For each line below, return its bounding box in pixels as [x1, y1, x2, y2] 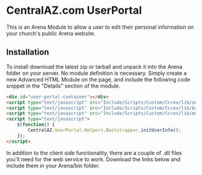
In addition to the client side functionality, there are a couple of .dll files [6, 149, 182, 156]
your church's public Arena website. [6, 29, 96, 37]
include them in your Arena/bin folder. [6, 162, 100, 169]
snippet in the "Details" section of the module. [6, 82, 121, 89]
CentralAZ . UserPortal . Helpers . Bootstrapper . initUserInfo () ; [28, 127, 182, 133]
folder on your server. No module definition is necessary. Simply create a [6, 70, 187, 77]
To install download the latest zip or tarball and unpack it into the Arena [6, 63, 183, 70]
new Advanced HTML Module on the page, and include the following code [6, 76, 191, 83]
